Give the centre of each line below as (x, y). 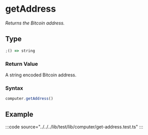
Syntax (14, 88)
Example (19, 114)
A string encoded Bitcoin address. (41, 75)
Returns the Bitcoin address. (35, 23)
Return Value (22, 64)
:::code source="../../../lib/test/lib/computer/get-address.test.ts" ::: (74, 127)
